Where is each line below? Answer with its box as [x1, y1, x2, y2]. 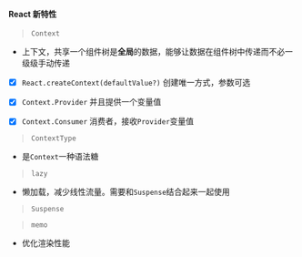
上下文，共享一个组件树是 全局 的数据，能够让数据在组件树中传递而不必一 [21, 46, 293, 57]
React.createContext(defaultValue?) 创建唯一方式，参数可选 [21, 77, 251, 88]
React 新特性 [8, 8, 57, 19]
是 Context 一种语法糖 [21, 151, 99, 162]
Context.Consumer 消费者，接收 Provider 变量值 [21, 116, 195, 127]
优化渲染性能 [21, 238, 70, 249]
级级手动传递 [21, 57, 70, 68]
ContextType [30, 134, 76, 143]
